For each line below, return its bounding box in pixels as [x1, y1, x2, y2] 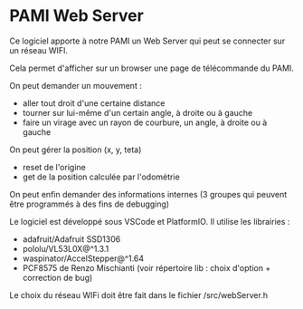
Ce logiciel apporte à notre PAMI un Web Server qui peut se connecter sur [9, 35, 286, 46]
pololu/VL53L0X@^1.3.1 [22, 243, 109, 254]
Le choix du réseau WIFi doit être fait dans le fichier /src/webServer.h [9, 289, 269, 300]
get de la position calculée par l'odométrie [22, 171, 181, 182]
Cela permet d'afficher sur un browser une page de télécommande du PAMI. [9, 63, 294, 73]
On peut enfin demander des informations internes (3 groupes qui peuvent [9, 188, 288, 199]
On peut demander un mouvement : [9, 80, 142, 91]
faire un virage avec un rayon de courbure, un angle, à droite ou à [22, 117, 268, 128]
